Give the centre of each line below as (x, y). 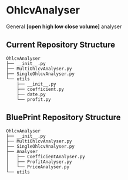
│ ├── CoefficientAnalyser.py (46, 157)
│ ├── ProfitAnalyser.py (39, 162)
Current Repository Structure (61, 45)
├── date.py (31, 94)
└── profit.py (34, 99)
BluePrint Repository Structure (64, 118)
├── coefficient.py (41, 89)
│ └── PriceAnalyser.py (38, 167)
